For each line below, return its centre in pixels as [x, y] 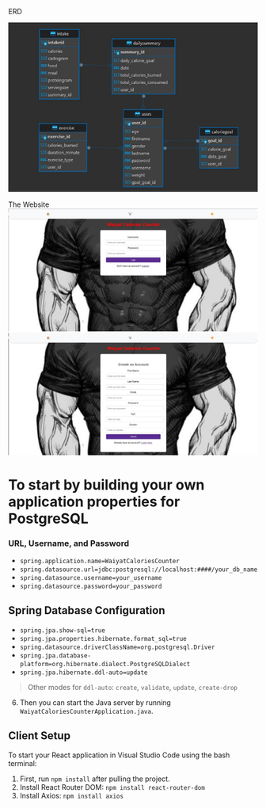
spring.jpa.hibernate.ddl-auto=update [84, 673]
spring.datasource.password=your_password [91, 586]
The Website [29, 204]
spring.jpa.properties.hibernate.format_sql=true [103, 638]
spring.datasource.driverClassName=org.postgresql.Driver [117, 647]
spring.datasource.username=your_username [91, 577]
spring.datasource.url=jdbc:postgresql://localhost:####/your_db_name [139, 570]
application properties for [94, 501]
